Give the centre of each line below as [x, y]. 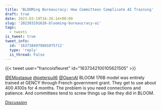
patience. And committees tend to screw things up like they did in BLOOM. [80, 93]
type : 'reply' [24, 50]
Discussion [16, 103]
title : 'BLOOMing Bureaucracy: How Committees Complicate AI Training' [79, 9]
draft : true [17, 14]
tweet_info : [17, 41]
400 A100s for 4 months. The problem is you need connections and [73, 88]
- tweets [18, 32]
